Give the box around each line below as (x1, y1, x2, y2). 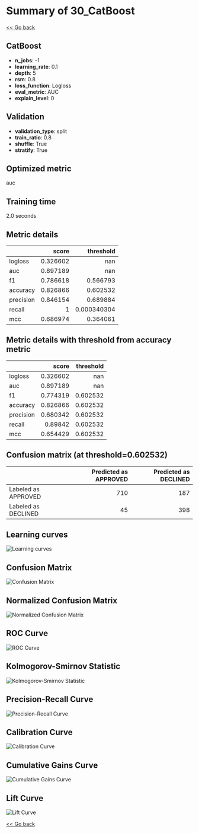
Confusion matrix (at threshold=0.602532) (6, 450, 168, 460)
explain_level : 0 (14, 94, 54, 101)
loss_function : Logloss (14, 82, 72, 89)
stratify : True (14, 147, 48, 154)
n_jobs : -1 (14, 56, 40, 63)
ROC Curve (6, 628, 49, 638)
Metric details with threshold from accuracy (6, 335, 172, 345)
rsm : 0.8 (14, 75, 36, 82)
